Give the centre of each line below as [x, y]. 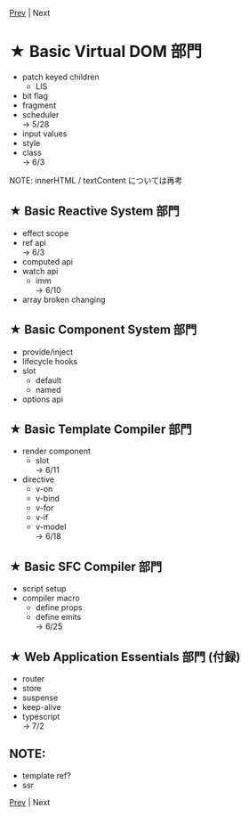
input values [44, 134]
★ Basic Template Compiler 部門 [101, 429]
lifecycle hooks [50, 361]
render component [56, 451]
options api [43, 399]
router [33, 679]
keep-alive [41, 707]
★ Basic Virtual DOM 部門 [106, 52]
